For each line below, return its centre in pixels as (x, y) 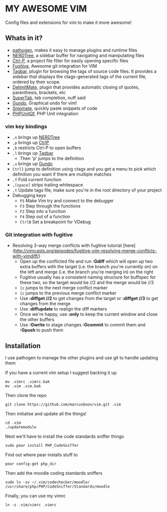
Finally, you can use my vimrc (36, 496)
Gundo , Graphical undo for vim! (44, 103)
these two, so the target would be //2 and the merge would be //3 (87, 283)
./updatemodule (21, 427)
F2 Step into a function (43, 211)
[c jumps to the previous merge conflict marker (68, 293)
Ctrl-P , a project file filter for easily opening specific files (70, 61)
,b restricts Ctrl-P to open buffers (46, 148)
